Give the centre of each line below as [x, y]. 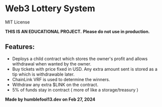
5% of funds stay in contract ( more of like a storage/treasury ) [75, 90]
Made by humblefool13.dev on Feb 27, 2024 [50, 99]
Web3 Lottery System [50, 9]
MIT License [18, 22]
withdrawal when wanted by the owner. [52, 64]
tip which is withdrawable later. [43, 74]
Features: [20, 47]
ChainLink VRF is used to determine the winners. [61, 79]
